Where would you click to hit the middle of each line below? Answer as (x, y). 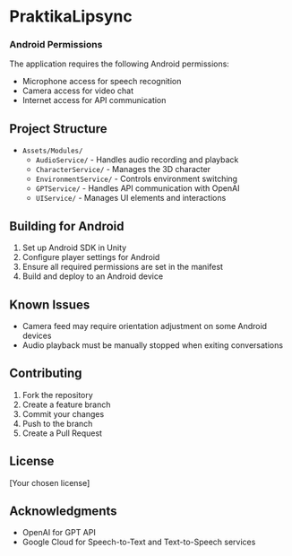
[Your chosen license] (50, 482)
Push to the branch (57, 423)
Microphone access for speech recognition (102, 82)
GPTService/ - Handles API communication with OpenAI (137, 188)
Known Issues (50, 304)
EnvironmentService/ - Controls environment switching (137, 179)
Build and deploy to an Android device (93, 276)
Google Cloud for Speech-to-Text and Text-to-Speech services (139, 542)
